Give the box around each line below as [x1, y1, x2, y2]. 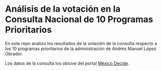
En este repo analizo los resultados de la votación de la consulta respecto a [5, 40, 158, 46]
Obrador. [5, 50, 23, 57]
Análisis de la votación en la [5, 3, 121, 15]
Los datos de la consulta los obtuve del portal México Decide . [5, 60, 130, 66]
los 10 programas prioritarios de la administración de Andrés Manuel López [5, 46, 157, 51]
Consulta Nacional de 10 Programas [5, 14, 153, 25]
